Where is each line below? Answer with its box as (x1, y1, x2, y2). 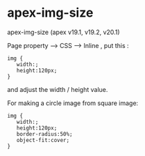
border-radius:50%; (16, 130, 73, 137)
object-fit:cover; (16, 136, 70, 143)
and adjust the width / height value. (7, 85, 108, 93)
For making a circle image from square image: (7, 99, 139, 107)
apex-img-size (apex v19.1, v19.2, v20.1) (7, 28, 120, 36)
